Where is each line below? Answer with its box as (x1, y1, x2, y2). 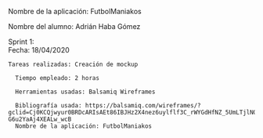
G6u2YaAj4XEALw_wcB (8, 115, 72, 123)
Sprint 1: (8, 37, 34, 46)
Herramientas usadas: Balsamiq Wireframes (15, 88, 156, 96)
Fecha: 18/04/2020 (8, 45, 70, 54)
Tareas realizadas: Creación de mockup (8, 60, 139, 68)
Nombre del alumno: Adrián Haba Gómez (8, 22, 141, 31)
